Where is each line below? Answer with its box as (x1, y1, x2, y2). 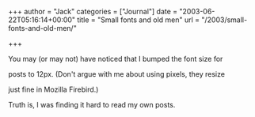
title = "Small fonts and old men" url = (77, 15, 200, 25)
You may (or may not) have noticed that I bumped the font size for (8, 55, 223, 63)
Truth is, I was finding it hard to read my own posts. (8, 100, 176, 109)
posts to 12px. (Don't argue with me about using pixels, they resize (8, 70, 226, 78)
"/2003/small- (201, 15, 248, 25)
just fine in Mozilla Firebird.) (8, 85, 99, 94)
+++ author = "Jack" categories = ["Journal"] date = (8, 7, 178, 16)
